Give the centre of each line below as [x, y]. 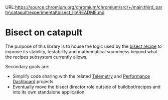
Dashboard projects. [34, 81]
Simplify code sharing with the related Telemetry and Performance [81, 76]
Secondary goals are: [27, 66]
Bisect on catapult [44, 33]
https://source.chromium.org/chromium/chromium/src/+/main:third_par [89, 7]
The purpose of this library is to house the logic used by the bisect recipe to [83, 46]
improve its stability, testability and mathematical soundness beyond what [81, 51]
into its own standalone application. [49, 92]
